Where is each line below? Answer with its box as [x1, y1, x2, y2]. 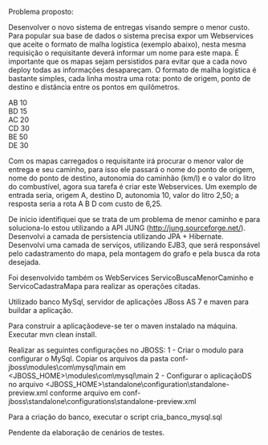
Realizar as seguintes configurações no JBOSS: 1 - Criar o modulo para [8, 345, 244, 355]
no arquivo [8, 380, 44, 389]
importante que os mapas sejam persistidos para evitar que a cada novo [8, 56, 247, 66]
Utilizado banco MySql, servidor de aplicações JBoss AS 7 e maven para [8, 297, 249, 307]
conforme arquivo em [49, 388, 121, 398]
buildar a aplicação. [8, 306, 74, 315]
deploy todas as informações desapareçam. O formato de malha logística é [8, 65, 257, 75]
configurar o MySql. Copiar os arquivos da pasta [8, 354, 169, 363]
